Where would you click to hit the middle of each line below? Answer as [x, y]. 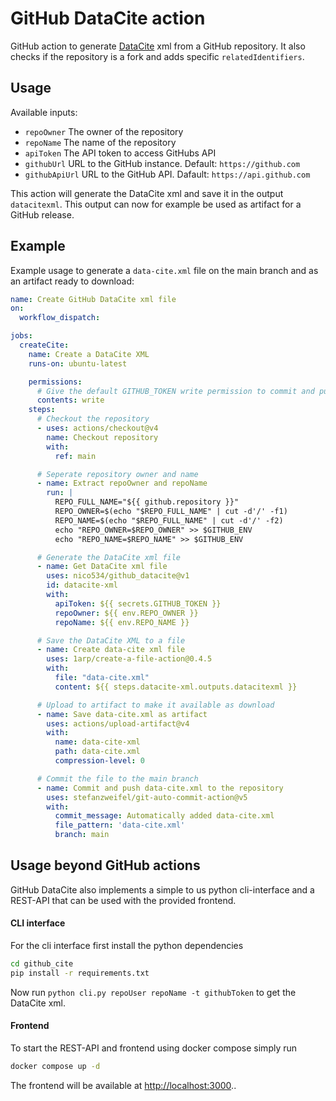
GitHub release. [42, 214]
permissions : [55, 382]
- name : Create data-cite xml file [111, 650]
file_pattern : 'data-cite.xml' [120, 825]
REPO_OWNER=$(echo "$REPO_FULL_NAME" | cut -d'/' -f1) [171, 512]
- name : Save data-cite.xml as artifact [122, 714]
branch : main [82, 835]
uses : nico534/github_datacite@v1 [118, 576]
